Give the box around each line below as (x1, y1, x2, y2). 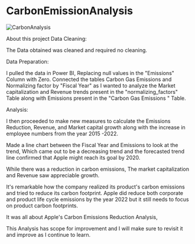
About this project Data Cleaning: (6, 35, 87, 42)
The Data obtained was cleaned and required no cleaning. (6, 46, 148, 54)
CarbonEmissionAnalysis (6, 4, 134, 18)
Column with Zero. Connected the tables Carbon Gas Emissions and (6, 76, 172, 83)
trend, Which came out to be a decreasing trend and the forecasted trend (6, 148, 185, 155)
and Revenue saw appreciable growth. (6, 171, 100, 178)
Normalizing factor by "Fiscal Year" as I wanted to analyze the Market (6, 82, 175, 89)
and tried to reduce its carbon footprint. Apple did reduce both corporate (6, 189, 184, 196)
